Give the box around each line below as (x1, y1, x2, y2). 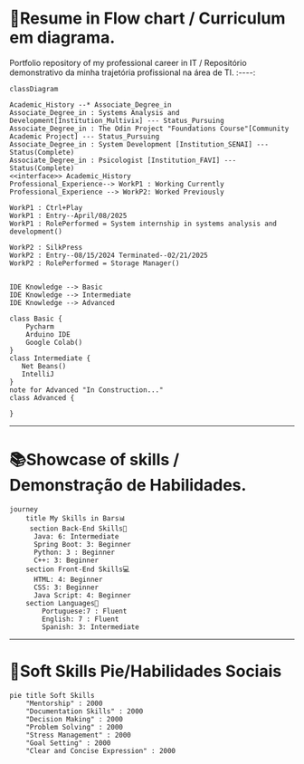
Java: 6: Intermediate (33, 531, 119, 541)
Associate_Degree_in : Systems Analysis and (9, 108, 180, 117)
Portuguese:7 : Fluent (42, 606, 128, 616)
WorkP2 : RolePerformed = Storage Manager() (9, 258, 180, 268)
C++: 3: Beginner (33, 556, 100, 565)
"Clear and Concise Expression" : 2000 (25, 746, 176, 755)
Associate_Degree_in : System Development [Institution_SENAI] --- (9, 139, 270, 148)
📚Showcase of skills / (9, 450, 180, 470)
